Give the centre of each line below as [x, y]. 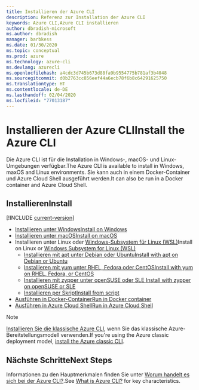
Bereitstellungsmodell [33, 335]
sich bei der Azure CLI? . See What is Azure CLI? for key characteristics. [94, 381]
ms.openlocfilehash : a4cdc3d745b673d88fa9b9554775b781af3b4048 [87, 73]
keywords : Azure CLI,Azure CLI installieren [62, 23]
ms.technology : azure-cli [38, 62]
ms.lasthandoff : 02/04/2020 [41, 95]
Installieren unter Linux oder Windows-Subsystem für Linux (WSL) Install [104, 242]
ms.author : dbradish [32, 34]
